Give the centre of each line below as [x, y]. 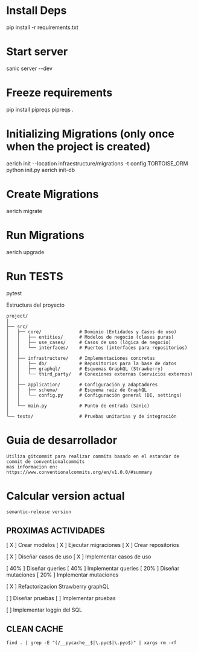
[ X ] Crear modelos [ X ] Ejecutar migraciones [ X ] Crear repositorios [93, 545]
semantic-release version [39, 512]
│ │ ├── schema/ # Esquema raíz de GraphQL [77, 390]
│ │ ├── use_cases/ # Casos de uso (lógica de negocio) [89, 342]
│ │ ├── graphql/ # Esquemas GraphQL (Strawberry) [85, 369]
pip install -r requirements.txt [42, 27]
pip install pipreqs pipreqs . [40, 109]
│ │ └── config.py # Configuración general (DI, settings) [94, 395]
